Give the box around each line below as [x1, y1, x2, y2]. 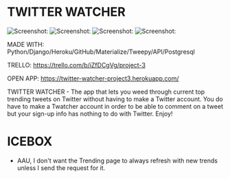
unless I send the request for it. [16, 163, 106, 172]
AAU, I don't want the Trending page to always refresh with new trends [16, 156, 218, 165]
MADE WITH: [7, 40, 45, 48]
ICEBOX [7, 134, 53, 149]
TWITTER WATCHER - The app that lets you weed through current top [7, 87, 205, 96]
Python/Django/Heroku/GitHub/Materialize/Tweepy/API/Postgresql [7, 48, 196, 56]
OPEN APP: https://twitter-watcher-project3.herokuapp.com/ [7, 74, 179, 83]
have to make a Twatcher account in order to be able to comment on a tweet [7, 102, 223, 110]
